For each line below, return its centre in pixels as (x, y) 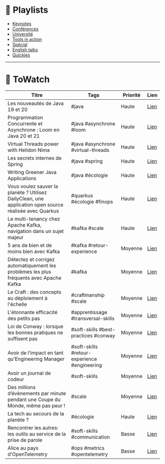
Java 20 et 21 (24, 136)
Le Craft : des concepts (34, 292)
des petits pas (24, 318)
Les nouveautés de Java (36, 103)
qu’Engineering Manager (36, 359)
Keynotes (22, 24)
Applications (22, 178)
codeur (16, 379)
